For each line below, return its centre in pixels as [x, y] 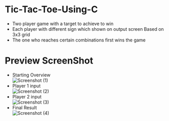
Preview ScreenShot [49, 61]
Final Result [24, 107]
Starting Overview [31, 75]
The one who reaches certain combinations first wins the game [79, 40]
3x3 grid [21, 34]
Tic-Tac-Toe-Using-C [51, 9]
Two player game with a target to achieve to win [63, 24]
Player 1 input [26, 86]
